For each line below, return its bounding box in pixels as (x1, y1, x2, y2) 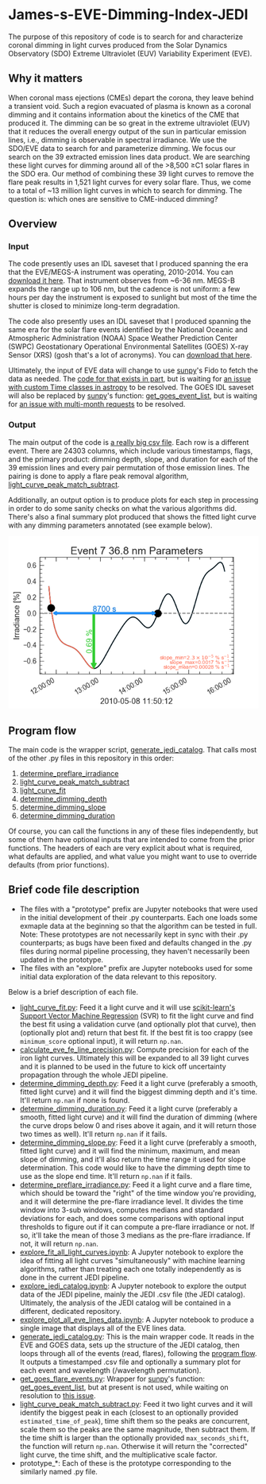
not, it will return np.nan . (19, 1239, 99, 1248)
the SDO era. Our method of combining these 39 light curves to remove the (8, 168, 254, 178)
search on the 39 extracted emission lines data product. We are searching (8, 152, 250, 161)
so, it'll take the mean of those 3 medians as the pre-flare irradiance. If (19, 1230, 251, 1240)
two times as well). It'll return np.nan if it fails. (19, 1129, 168, 1138)
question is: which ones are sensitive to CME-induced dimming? (8, 194, 218, 203)
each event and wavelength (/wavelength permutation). (19, 1365, 202, 1375)
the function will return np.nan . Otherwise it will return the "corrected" (19, 1441, 249, 1451)
